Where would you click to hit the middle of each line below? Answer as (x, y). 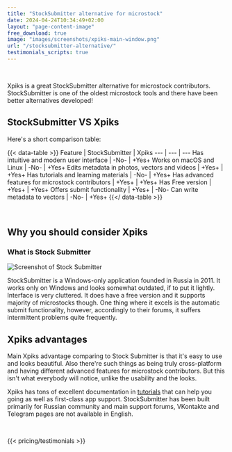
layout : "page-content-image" (51, 26)
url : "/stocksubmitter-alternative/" (62, 46)
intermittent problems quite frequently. (62, 318)
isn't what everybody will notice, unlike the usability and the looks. (102, 378)
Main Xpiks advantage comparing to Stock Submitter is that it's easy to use (115, 356)
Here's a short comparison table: (54, 139)
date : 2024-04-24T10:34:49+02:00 (56, 20)
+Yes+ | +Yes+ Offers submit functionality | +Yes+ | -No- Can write (103, 189)
